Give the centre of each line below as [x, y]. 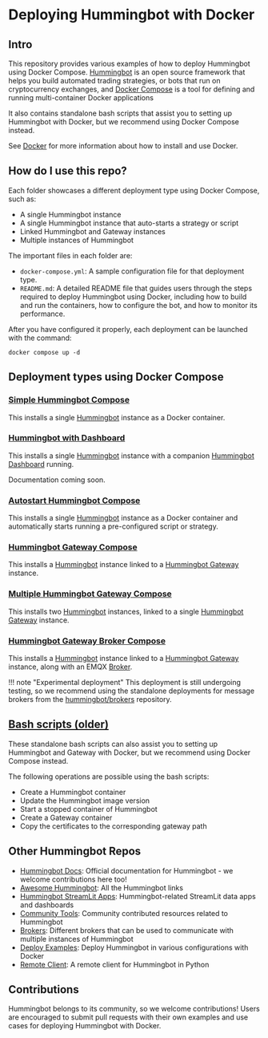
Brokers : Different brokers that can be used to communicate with [127, 930]
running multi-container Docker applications [81, 97]
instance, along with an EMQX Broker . [70, 667]
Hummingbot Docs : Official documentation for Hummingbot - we [126, 870]
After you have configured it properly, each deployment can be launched [128, 329]
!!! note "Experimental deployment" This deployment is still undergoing [125, 682]
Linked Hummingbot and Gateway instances [92, 231]
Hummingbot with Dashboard [67, 438]
